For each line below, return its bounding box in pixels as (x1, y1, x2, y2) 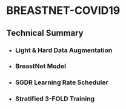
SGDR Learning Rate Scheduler (15, 78, 108, 87)
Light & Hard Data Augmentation (15, 46, 113, 54)
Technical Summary (6, 28, 84, 38)
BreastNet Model (15, 62, 67, 70)
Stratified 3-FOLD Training (15, 94, 95, 103)
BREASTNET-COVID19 (6, 4, 121, 18)
